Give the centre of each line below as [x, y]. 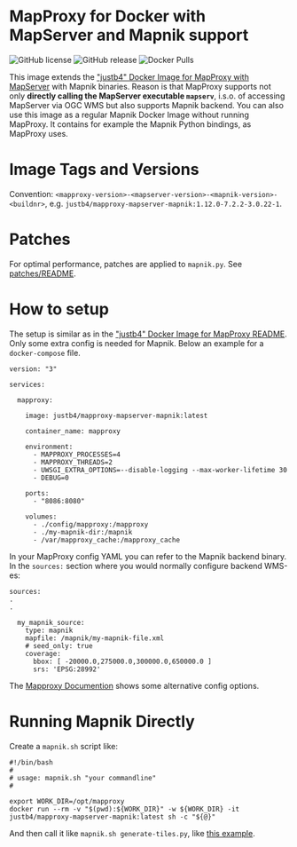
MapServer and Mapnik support [129, 35]
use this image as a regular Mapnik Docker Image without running [129, 115]
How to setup [59, 309]
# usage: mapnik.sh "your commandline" [83, 778]
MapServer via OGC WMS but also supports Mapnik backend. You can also [146, 105]
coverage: [43, 653]
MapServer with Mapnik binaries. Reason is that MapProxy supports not [141, 86]
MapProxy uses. [39, 133]
